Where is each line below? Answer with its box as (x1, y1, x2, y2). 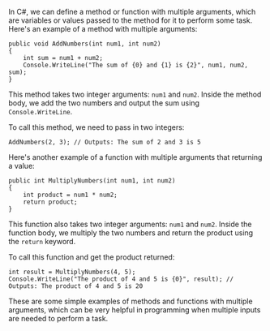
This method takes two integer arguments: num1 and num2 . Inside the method (8, 89, 262, 99)
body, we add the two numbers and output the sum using (8, 98, 200, 108)
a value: (8, 161, 35, 170)
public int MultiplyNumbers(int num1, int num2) (8, 177, 176, 185)
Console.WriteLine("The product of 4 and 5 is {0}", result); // (8, 275, 234, 283)
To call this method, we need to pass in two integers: (8, 123, 185, 132)
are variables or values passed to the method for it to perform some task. (8, 15, 253, 25)
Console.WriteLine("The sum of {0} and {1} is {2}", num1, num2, (23, 61, 249, 69)
